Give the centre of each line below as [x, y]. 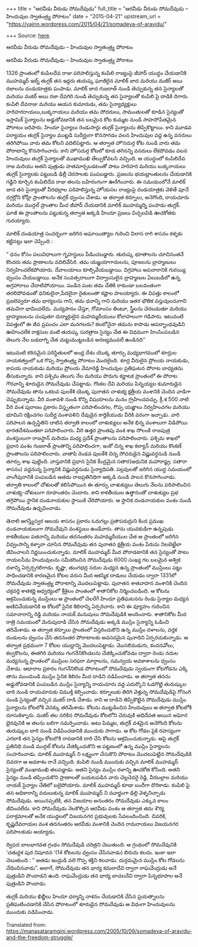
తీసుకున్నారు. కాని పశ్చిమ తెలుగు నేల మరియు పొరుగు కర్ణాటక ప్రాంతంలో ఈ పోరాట [92, 376]
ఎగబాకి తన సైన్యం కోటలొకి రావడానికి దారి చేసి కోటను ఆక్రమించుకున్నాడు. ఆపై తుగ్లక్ [93, 738]
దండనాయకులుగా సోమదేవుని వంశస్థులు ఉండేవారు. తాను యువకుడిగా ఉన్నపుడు [90, 529]
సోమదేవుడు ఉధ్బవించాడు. [34, 508]
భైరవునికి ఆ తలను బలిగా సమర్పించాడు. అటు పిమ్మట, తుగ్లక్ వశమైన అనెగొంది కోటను [94, 723]
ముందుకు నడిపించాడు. [30, 912]
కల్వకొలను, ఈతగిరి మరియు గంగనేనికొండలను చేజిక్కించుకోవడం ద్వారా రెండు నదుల [92, 653]
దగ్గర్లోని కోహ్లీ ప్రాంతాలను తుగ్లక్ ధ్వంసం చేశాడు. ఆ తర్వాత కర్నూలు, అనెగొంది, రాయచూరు [98, 197]
